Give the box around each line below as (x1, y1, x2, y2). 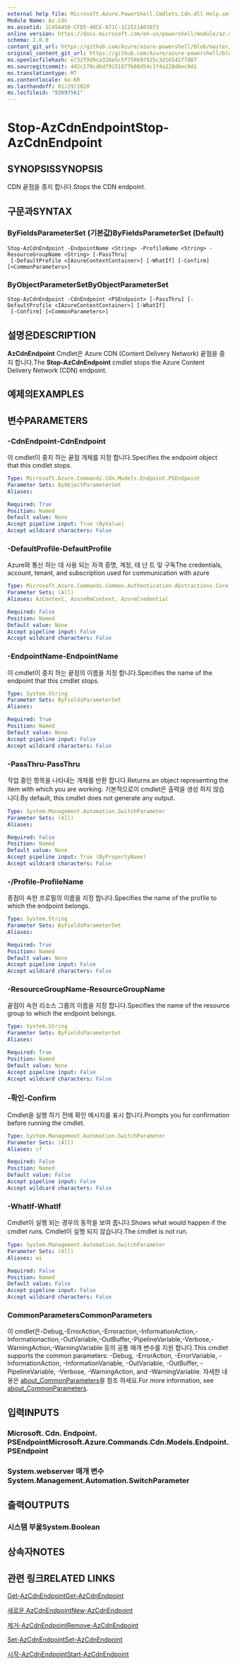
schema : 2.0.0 (7, 37, 49, 44)
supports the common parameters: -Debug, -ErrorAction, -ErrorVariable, (7, 1352, 217, 1360)
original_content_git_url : (7, 50, 87, 57)
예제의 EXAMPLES (7, 388, 85, 401)
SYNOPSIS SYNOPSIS (7, 163, 104, 175)
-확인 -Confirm (7, 1093, 56, 1103)
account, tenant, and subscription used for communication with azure (7, 569, 209, 577)
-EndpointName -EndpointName (7, 652, 119, 662)
